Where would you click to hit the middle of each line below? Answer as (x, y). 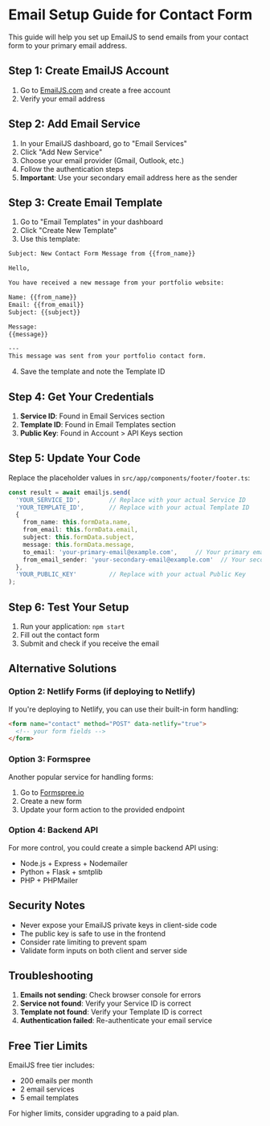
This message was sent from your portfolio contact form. (107, 356)
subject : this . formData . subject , (79, 537)
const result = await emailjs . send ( (70, 492)
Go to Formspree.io (52, 792)
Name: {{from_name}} (43, 297)
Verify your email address (63, 99)
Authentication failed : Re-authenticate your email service (116, 1021)
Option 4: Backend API (53, 830)
